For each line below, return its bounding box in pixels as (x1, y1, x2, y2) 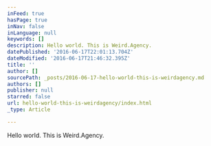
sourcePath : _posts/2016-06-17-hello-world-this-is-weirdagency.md (7, 74, 205, 81)
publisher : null (7, 87, 54, 94)
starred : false (7, 94, 51, 101)
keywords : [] (7, 36, 45, 43)
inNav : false (7, 23, 45, 30)
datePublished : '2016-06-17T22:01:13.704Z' (7, 49, 134, 56)
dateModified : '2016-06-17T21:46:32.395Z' (7, 55, 131, 62)
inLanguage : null (7, 29, 57, 36)
